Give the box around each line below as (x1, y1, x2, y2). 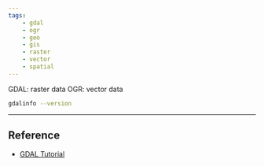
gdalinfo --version (8, 99, 72, 107)
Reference (8, 129, 60, 142)
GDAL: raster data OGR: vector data (8, 84, 123, 94)
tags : (8, 11, 26, 20)
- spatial (22, 63, 55, 71)
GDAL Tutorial (19, 149, 65, 159)
